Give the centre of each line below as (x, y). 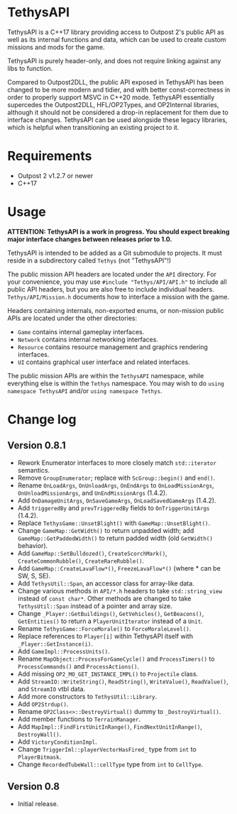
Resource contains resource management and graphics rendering (112, 347)
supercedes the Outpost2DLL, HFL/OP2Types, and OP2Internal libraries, (113, 104)
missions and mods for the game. (56, 47)
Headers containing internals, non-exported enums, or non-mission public (116, 310)
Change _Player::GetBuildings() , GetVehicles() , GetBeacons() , (111, 613)
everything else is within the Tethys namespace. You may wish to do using (116, 383)
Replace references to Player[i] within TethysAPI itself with (105, 636)
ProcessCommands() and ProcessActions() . (78, 666)
